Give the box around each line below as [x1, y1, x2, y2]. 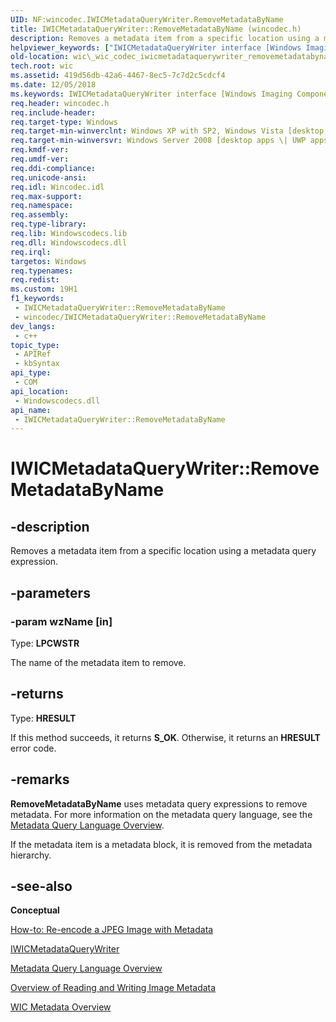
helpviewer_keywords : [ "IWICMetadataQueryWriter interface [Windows [10, 42, 302, 53]
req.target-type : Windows [10, 117, 118, 127]
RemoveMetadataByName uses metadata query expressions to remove [10, 797, 308, 810]
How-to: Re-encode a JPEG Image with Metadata [10, 924, 214, 936]
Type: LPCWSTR [10, 637, 80, 649]
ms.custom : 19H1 [10, 284, 78, 295]
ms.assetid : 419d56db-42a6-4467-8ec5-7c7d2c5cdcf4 [10, 71, 226, 81]
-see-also [10, 877, 73, 895]
